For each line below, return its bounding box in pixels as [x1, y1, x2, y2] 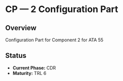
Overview [5, 24, 37, 32]
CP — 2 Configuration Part [5, 4, 118, 15]
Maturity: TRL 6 [12, 70, 47, 76]
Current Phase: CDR [12, 64, 56, 71]
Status [5, 51, 27, 60]
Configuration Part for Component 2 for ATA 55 [5, 37, 104, 43]
